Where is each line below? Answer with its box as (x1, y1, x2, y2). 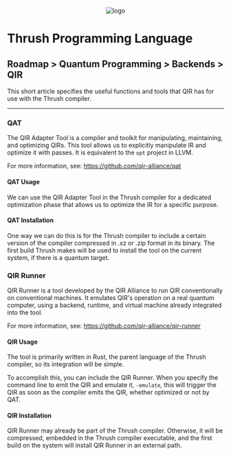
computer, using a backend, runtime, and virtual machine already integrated (7, 301, 222, 309)
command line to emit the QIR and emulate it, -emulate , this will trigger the (7, 381, 217, 389)
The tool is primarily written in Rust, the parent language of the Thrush (7, 353, 206, 361)
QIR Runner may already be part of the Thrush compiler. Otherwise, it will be (7, 426, 223, 435)
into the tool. (7, 308, 43, 317)
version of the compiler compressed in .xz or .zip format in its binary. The (7, 239, 215, 247)
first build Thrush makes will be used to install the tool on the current (7, 246, 201, 255)
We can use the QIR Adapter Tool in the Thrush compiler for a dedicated (7, 193, 212, 201)
